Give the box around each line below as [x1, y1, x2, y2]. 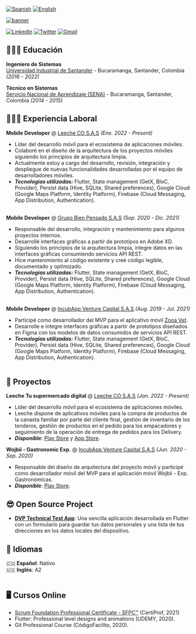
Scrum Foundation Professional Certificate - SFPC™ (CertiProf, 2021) [14, 609, 180, 616]
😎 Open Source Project [6, 499, 94, 509]
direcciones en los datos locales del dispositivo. [14, 527, 130, 535]
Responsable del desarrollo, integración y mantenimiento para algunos [14, 225, 185, 232]
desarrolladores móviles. [14, 171, 74, 178]
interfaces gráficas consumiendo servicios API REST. [14, 250, 143, 257]
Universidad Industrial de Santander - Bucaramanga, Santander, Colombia [6, 67, 185, 74]
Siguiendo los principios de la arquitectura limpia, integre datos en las [14, 244, 183, 251]
